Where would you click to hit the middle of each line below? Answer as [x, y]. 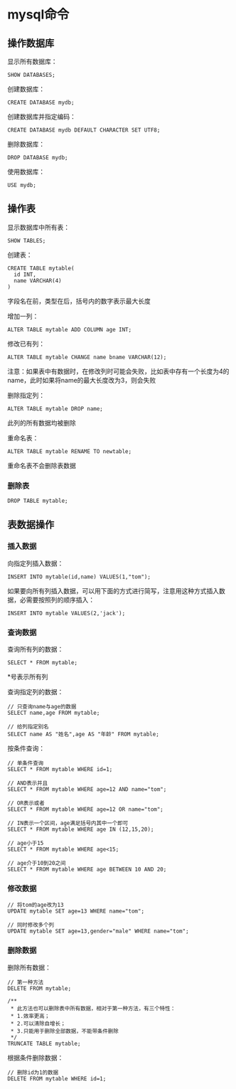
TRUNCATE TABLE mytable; [44, 1043]
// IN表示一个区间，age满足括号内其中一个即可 [68, 823]
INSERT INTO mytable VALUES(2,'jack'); [66, 613]
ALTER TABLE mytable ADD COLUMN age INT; [70, 329]
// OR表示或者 [26, 803]
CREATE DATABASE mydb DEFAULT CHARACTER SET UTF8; [84, 130]
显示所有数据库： [32, 62]
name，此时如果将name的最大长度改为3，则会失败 [82, 380]
